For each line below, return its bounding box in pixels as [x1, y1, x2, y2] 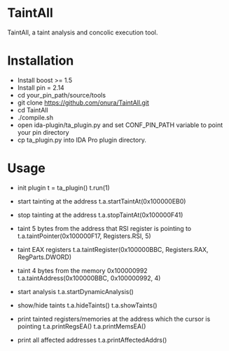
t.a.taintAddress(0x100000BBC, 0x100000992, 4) [17, 274, 161, 282]
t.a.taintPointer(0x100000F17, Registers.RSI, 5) [17, 232, 152, 240]
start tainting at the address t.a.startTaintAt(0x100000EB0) [17, 197, 186, 205]
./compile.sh [17, 113, 54, 121]
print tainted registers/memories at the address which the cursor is [17, 314, 211, 323]
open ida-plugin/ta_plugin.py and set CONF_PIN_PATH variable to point [17, 121, 223, 129]
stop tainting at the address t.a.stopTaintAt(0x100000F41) [17, 211, 183, 219]
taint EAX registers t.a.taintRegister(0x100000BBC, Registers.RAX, [17, 245, 209, 253]
